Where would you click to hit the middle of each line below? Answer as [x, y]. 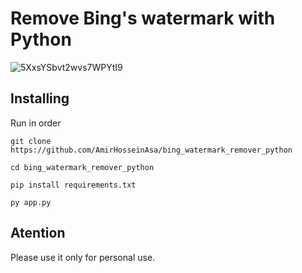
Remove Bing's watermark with [143, 18]
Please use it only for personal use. [83, 257]
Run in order [36, 123]
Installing [40, 98]
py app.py [31, 202]
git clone [31, 141]
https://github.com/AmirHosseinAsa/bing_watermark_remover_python [151, 150]
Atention [38, 233]
